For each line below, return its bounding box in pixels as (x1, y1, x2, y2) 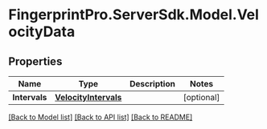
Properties (8, 54, 63, 68)
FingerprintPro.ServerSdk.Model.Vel (8, 6, 260, 24)
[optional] (183, 92, 220, 103)
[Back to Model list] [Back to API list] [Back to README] (8, 112, 193, 122)
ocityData (8, 22, 76, 41)
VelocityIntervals (55, 92, 122, 103)
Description (129, 79, 175, 89)
